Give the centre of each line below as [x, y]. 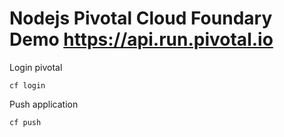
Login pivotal [36, 67]
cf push [25, 122]
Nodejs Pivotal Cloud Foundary [141, 18]
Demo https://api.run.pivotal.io [141, 39]
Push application [44, 104]
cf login [27, 85]
